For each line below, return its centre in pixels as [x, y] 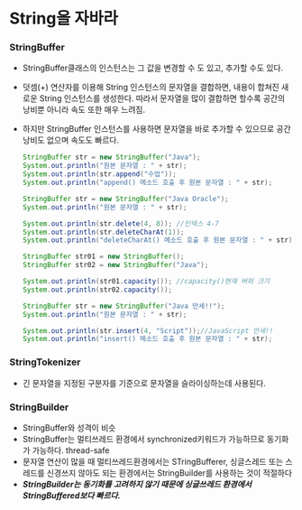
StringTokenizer [45, 362]
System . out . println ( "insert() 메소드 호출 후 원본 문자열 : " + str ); [147, 339]
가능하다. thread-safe [71, 450]
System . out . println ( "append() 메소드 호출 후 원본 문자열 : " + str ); [147, 183]
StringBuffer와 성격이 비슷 [69, 427]
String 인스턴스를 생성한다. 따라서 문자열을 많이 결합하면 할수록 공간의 [162, 98]
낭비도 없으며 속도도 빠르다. [71, 140]
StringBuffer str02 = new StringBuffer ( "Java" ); [115, 265]
